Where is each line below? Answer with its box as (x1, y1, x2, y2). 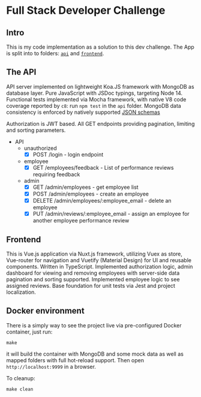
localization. (6, 288, 36, 296)
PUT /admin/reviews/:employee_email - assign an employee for (32, 210, 190, 218)
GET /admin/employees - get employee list (32, 184, 139, 191)
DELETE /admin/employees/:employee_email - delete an (32, 197, 172, 204)
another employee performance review (32, 217, 130, 224)
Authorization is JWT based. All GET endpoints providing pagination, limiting (6, 120, 195, 127)
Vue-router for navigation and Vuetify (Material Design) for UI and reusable (6, 257, 192, 264)
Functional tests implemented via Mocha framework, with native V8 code (6, 95, 187, 103)
